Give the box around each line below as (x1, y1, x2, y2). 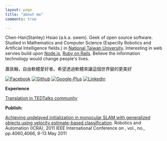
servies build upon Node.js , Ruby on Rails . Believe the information (5, 50, 141, 56)
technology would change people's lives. (5, 56, 90, 62)
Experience (5, 86, 29, 92)
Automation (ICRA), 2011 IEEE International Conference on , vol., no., (5, 125, 146, 131)
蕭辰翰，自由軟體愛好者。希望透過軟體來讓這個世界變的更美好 (5, 66, 132, 72)
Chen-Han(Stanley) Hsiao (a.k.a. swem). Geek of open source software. (5, 34, 153, 40)
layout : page (5, 7, 32, 12)
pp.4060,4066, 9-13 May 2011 (5, 131, 67, 137)
